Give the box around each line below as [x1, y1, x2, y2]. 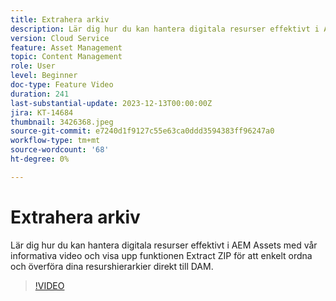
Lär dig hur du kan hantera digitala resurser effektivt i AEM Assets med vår [10, 239, 318, 251]
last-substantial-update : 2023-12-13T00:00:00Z [10, 98, 213, 108]
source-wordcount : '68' [10, 145, 110, 155]
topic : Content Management [10, 52, 123, 62]
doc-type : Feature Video [10, 80, 114, 90]
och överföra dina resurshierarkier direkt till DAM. [10, 260, 214, 272]
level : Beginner [10, 71, 78, 81]
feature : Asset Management [10, 42, 123, 53]
